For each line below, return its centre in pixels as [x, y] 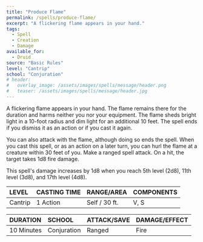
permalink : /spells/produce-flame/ [51, 18]
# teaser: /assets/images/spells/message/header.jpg [77, 91]
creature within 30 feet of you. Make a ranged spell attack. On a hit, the [95, 152]
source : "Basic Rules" [35, 63]
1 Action [48, 202]
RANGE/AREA [107, 192]
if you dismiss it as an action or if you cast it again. [69, 128]
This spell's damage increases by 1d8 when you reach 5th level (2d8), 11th [99, 170]
